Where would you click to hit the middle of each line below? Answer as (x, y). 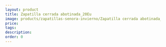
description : (19, 32)
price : (12, 23)
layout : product (22, 10)
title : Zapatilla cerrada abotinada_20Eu (48, 14)
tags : (11, 28)
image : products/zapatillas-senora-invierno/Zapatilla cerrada (72, 19)
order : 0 (14, 37)
